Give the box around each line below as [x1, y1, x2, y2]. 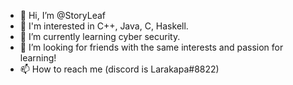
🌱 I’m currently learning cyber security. [19, 31, 181, 42]
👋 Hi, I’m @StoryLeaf [19, 10, 107, 21]
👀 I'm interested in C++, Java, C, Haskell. [19, 20, 189, 32]
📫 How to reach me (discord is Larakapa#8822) [19, 63, 220, 75]
